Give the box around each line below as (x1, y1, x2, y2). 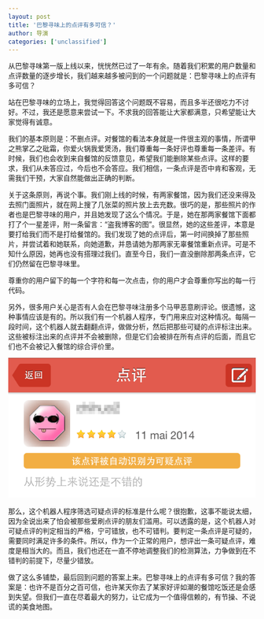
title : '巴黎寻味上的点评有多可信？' (8, 20, 116, 29)
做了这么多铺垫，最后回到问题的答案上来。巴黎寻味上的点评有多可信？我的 (8, 572, 249, 582)
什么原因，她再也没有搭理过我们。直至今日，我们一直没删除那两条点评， (14, 249, 249, 259)
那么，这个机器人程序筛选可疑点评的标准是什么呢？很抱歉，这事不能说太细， (8, 506, 256, 516)
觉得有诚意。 (14, 117, 57, 127)
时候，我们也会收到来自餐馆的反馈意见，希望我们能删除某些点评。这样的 (8, 154, 242, 163)
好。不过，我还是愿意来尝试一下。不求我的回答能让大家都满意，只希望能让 (8, 107, 249, 117)
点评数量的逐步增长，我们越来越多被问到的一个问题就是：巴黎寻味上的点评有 (8, 71, 256, 80)
